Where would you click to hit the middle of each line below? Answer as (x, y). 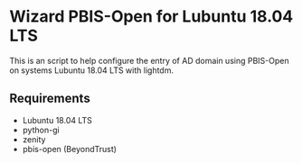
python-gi (41, 130)
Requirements (50, 99)
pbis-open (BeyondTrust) (70, 149)
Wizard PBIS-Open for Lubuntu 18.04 (151, 17)
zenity (34, 139)
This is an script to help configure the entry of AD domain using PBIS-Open (149, 60)
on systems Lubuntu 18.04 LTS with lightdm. (92, 70)
